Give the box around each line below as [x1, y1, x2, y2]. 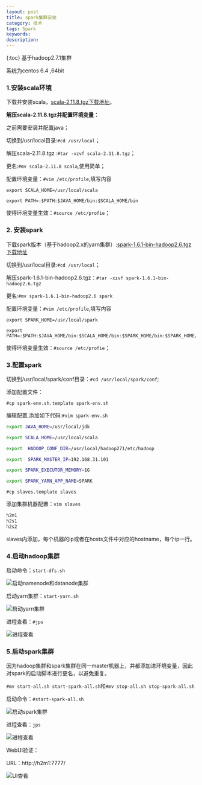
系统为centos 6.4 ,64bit [6, 67, 64, 74]
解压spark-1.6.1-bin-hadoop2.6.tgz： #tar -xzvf [6, 274, 124, 281]
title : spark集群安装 [6, 14, 57, 21]
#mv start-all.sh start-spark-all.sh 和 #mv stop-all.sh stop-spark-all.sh [6, 682, 195, 690]
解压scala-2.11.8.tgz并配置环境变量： [6, 111, 99, 118]
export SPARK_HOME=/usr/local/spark [6, 317, 98, 323]
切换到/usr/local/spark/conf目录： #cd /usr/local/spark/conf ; [6, 375, 159, 383]
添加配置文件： [6, 388, 43, 395]
